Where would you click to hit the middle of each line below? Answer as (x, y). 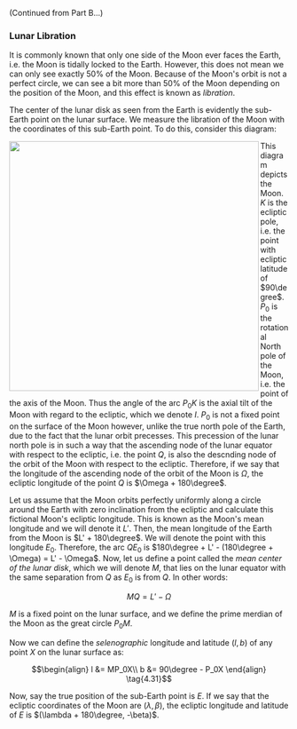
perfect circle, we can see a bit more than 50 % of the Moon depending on (145, 83)
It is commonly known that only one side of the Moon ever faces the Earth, (145, 55)
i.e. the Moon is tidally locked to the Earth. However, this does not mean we (147, 65)
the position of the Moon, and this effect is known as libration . (122, 93)
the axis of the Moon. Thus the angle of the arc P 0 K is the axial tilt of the (141, 404)
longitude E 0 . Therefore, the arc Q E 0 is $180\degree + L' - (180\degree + (141, 548)
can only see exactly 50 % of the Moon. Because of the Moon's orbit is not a (148, 74)
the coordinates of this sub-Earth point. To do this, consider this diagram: (143, 129)
